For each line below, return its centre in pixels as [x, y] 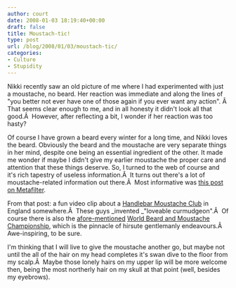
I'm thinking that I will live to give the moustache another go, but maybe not [116, 246]
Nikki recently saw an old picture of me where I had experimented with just [116, 86]
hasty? [17, 123]
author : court [28, 14]
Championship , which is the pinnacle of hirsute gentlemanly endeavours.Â [115, 225]
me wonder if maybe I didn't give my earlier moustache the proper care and [117, 160]
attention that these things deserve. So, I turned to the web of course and [113, 167]
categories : [25, 54]
